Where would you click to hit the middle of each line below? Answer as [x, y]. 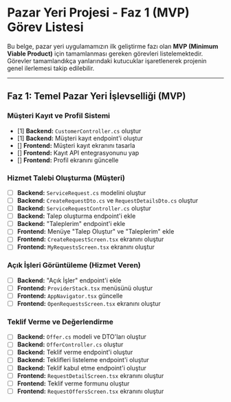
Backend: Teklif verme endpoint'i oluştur [75, 353]
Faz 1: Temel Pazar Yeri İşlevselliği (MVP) [97, 97]
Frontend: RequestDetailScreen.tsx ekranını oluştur [90, 375]
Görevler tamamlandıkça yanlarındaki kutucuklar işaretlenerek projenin [107, 60]
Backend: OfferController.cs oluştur [70, 344]
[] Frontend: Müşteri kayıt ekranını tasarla [76, 145]
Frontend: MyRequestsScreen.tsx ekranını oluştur [86, 247]
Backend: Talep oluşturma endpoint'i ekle [76, 216]
